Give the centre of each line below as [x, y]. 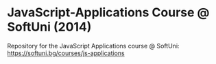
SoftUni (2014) [49, 27]
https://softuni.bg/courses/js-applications [66, 53]
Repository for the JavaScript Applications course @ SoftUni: [93, 46]
